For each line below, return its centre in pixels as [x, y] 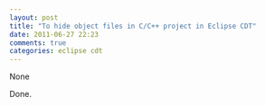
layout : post [34, 18]
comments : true [38, 43]
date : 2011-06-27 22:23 [54, 34]
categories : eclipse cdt [56, 51]
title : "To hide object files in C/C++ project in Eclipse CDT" [133, 26]
